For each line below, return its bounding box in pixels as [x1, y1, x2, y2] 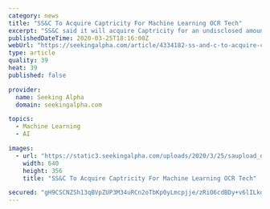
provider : [8, 86, 42, 94]
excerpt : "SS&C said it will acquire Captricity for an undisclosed [8, 26, 243, 34]
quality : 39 [8, 57, 48, 65]
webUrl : [8, 42, 35, 50]
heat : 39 [8, 64, 38, 72]
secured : [8, 189, 38, 197]
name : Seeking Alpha [15, 93, 84, 101]
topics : [8, 115, 35, 123]
